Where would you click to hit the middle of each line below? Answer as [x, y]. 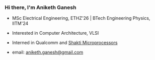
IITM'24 [20, 23]
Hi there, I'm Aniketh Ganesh [41, 7]
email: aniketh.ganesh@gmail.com [48, 52]
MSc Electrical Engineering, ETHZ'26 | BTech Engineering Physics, [81, 18]
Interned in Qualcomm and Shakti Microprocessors [65, 43]
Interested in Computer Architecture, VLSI [55, 33]
